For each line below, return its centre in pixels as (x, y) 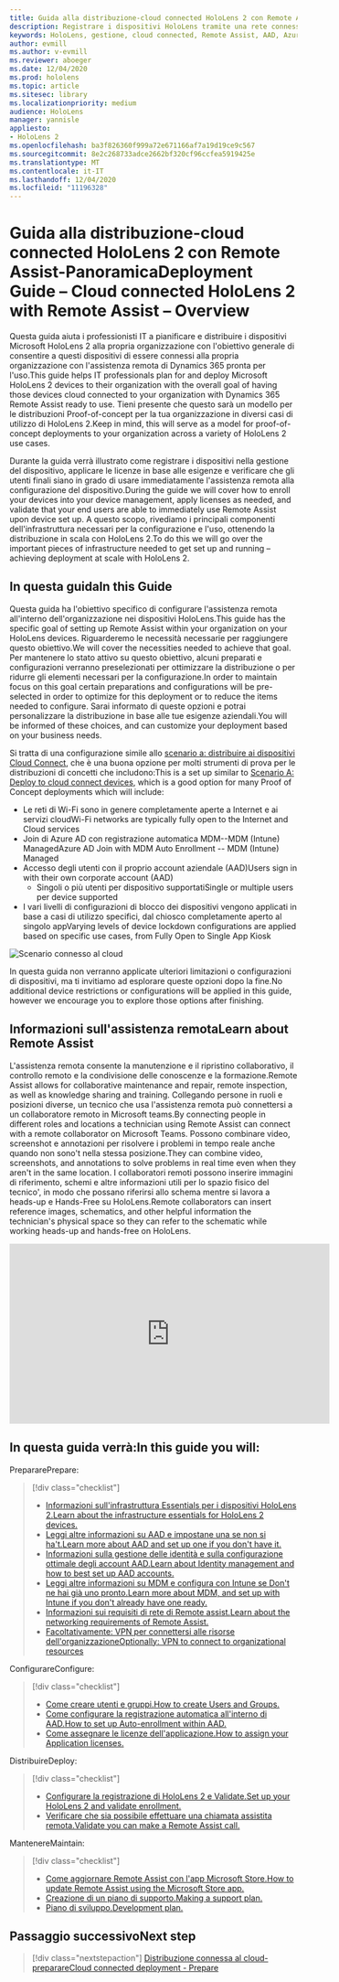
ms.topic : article (44, 86)
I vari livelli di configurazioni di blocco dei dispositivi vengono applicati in (159, 906)
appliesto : (30, 129)
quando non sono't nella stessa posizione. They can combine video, (136, 1152)
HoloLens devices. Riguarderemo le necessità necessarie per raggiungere (149, 637)
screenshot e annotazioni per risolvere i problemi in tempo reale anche (143, 1143)
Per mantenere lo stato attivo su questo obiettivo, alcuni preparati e (136, 657)
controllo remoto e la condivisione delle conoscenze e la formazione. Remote (154, 1075)
